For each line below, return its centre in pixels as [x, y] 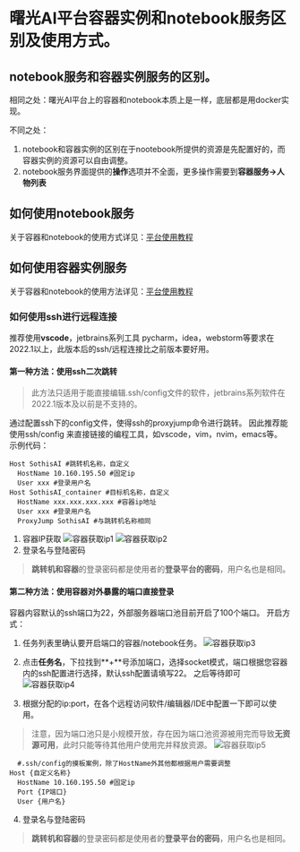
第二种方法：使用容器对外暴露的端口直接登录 [92, 591]
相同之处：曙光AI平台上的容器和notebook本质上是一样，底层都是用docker [146, 100]
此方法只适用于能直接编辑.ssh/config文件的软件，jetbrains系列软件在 [158, 393]
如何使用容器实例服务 [68, 268]
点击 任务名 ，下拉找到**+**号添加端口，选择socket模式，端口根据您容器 [155, 662]
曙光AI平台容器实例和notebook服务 [140, 18]
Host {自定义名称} [40, 773]
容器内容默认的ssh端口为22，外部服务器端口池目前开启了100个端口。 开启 [146, 613]
